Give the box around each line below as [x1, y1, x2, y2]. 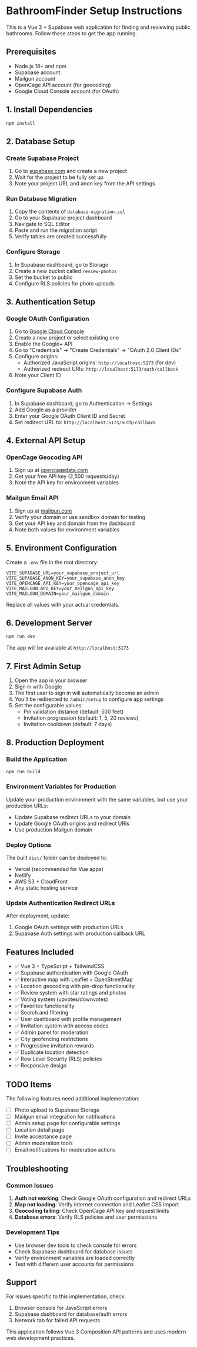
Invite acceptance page [14, 1133, 72, 1140]
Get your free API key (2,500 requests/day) [14, 473, 119, 480]
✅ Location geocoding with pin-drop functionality [14, 983, 135, 990]
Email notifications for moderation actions [14, 1146, 116, 1153]
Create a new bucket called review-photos [14, 267, 117, 274]
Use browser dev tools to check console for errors [14, 1242, 137, 1249]
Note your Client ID [14, 372, 61, 379]
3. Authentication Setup [6, 297, 96, 307]
